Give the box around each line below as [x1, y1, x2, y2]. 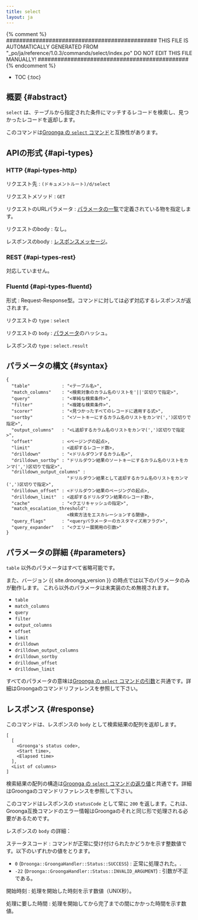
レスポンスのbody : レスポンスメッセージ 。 [6, 238, 111, 245]
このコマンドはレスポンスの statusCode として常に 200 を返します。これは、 [6, 800, 191, 807]
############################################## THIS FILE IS [6, 37, 189, 44]
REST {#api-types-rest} [6, 253, 76, 261]
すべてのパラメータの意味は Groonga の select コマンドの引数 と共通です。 [6, 678, 186, 685]
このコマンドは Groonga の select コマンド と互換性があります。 [6, 129, 161, 136]
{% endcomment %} [6, 62, 56, 69]
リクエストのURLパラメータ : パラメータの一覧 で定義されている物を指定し [6, 206, 186, 212]
